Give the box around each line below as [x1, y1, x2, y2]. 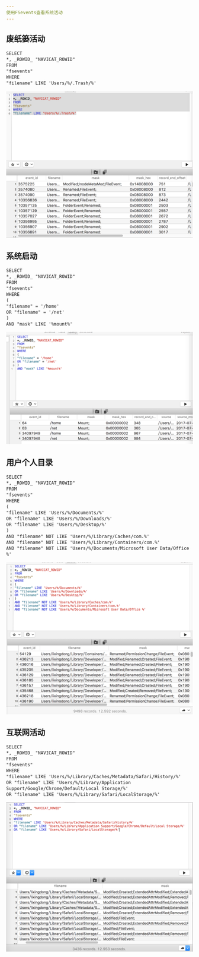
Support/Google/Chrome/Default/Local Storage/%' [6, 786, 129, 792]
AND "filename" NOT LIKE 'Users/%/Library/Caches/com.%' [6, 533, 150, 539]
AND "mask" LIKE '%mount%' [6, 321, 73, 327]
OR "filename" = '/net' [6, 309, 65, 315]
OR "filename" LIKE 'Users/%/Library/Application [6, 780, 131, 786]
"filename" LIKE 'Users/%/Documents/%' [6, 510, 105, 516]
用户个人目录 [6, 457, 53, 468]
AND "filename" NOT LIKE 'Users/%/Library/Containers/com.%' [6, 539, 161, 545]
